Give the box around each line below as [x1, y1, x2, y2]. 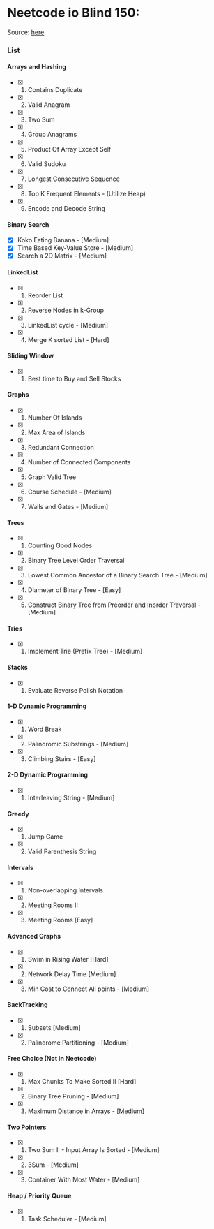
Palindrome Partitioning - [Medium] [27, 1038, 129, 1047]
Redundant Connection [27, 443, 94, 452]
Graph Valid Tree [27, 473, 77, 481]
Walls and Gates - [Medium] [27, 503, 109, 511]
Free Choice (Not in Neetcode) [7, 1054, 97, 1063]
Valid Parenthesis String [27, 847, 97, 856]
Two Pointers [7, 1123, 47, 1131]
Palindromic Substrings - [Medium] [27, 739, 129, 748]
